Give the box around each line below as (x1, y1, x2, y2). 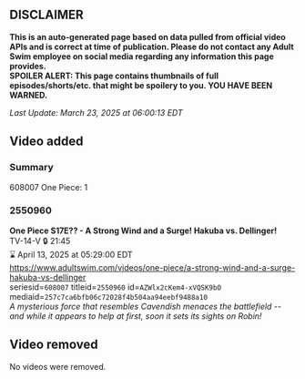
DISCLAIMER (9, 7, 84, 23)
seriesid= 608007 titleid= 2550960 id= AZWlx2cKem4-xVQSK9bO (9, 282, 221, 292)
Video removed (9, 337, 98, 353)
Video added (9, 134, 84, 149)
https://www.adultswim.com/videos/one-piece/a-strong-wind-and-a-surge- (9, 261, 296, 272)
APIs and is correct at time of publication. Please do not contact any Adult (9, 41, 294, 52)
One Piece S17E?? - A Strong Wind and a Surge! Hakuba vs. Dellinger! (9, 225, 278, 236)
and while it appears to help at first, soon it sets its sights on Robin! (9, 310, 262, 322)
